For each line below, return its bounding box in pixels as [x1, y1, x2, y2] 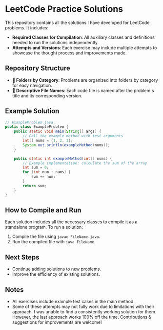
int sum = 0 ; [22, 165, 49, 170]
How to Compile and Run [5, 206, 81, 214]
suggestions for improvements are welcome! [12, 319, 102, 325]
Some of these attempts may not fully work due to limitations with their [12, 304, 155, 309]
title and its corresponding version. [12, 93, 82, 98]
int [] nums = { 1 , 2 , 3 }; [22, 138, 73, 143]
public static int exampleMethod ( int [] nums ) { [14, 156, 112, 161]
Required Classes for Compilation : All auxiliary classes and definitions [12, 34, 155, 40]
